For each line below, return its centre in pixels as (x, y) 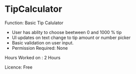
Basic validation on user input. (43, 42)
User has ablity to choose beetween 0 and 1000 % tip (67, 32)
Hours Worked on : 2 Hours (33, 57)
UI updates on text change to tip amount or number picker (71, 37)
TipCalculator (34, 9)
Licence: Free (19, 67)
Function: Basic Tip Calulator (34, 23)
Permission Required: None (40, 48)
